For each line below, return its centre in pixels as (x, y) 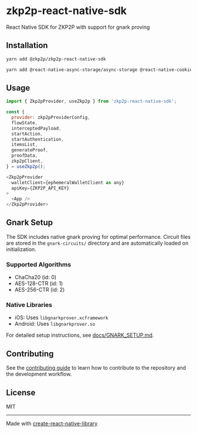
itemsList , (25, 145)
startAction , (27, 134)
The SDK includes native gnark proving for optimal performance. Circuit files (98, 236)
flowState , (25, 123)
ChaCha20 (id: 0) (35, 278)
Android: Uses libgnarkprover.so (55, 324)
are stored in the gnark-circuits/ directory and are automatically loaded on (97, 243)
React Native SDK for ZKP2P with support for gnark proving (78, 27)
